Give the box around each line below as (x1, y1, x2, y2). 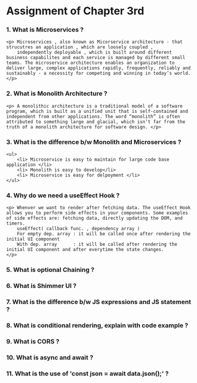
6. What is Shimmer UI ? (6, 282, 77, 290)
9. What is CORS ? (6, 337, 60, 345)
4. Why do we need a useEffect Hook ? (6, 191, 120, 200)
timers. (6, 220, 26, 226)
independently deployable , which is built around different (17, 50, 172, 56)
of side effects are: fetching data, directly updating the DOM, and (6, 215, 183, 222)
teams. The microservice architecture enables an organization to (6, 60, 175, 66)
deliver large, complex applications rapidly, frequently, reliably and (6, 65, 191, 71)
